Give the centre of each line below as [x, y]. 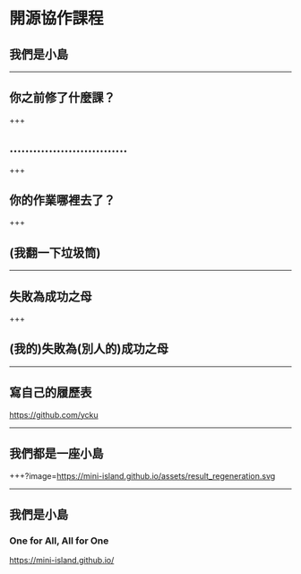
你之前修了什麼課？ [62, 98]
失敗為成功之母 [51, 296]
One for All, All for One [59, 541]
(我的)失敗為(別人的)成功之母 [89, 349]
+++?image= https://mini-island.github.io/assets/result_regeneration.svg [142, 475]
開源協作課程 [57, 18]
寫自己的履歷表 [51, 392]
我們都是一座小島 [56, 454]
